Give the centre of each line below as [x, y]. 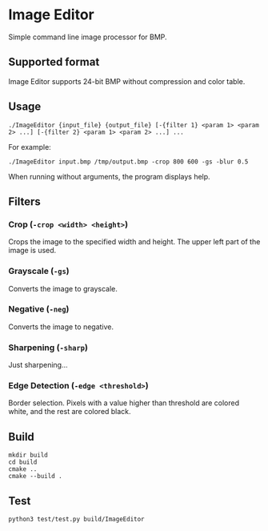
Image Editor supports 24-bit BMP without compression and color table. [127, 81]
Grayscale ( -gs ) [39, 272]
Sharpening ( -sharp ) [48, 348]
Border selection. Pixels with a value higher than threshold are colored [124, 403]
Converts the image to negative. [61, 327]
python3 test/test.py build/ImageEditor [77, 519]
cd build [23, 462]
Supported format [54, 62]
